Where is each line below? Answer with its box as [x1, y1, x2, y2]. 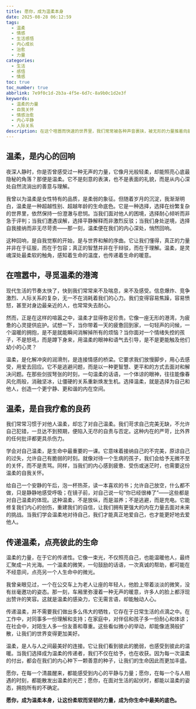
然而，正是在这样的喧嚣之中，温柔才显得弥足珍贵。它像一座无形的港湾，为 [6, 314, 185, 321]
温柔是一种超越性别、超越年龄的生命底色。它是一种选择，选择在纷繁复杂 [16, 203, 190, 210]
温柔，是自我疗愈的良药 [6, 403, 90, 413]
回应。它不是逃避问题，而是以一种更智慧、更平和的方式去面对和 [31, 363, 185, 370]
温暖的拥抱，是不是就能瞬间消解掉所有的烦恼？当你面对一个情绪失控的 [10, 328, 180, 335]
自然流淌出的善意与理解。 [10, 183, 73, 190]
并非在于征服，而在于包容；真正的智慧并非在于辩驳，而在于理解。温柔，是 [6, 244, 185, 251]
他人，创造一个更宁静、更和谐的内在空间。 [6, 385, 108, 392]
